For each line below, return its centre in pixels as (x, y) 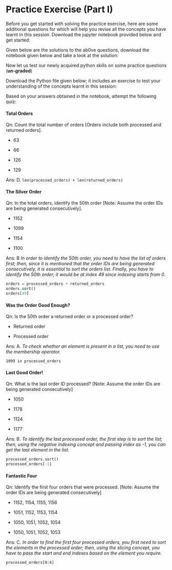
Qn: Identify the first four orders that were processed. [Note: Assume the (82, 487)
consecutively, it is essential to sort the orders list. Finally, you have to (80, 269)
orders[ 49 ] (17, 293)
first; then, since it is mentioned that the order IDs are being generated (80, 264)
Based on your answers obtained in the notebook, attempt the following (81, 96)
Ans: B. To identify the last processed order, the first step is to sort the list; (84, 439)
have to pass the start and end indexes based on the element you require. (84, 553)
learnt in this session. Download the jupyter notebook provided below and (84, 34)
